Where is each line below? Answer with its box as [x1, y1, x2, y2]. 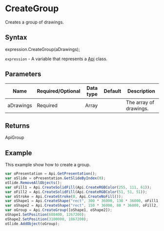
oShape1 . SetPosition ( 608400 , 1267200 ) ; [5, 212, 86, 217]
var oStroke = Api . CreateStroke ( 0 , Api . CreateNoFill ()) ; [5, 194, 123, 199]
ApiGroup [5, 135, 24, 140]
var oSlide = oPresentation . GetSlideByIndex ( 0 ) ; [5, 176, 106, 181]
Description [127, 88, 155, 94]
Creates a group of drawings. [5, 19, 64, 25]
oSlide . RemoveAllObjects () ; [5, 180, 62, 185]
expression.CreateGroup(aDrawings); [5, 46, 80, 52]
